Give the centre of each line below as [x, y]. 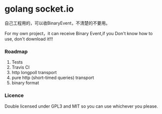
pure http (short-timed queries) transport [53, 78]
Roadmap [16, 51]
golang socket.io [39, 9]
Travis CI [20, 67]
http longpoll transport [34, 73]
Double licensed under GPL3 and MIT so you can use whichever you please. [81, 106]
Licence [14, 95]
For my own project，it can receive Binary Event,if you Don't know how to [79, 33]
